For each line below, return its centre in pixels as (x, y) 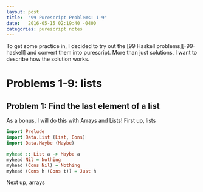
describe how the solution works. (48, 59)
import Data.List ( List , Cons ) (46, 137)
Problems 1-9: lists (54, 84)
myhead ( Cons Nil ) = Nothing (43, 165)
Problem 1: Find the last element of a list (83, 106)
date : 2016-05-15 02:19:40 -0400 (51, 23)
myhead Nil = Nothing (34, 159)
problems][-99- (176, 46)
